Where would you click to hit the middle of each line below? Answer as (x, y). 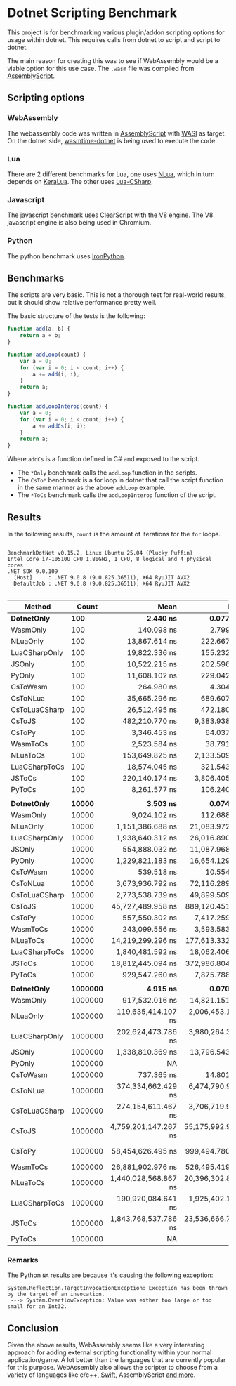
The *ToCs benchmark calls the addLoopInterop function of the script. (117, 495)
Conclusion (33, 1328)
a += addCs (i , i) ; (59, 426)
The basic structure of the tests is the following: (76, 316)
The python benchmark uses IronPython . (66, 256)
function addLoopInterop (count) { (58, 407)
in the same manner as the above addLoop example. (92, 488)
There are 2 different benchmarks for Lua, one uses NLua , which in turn (111, 174)
